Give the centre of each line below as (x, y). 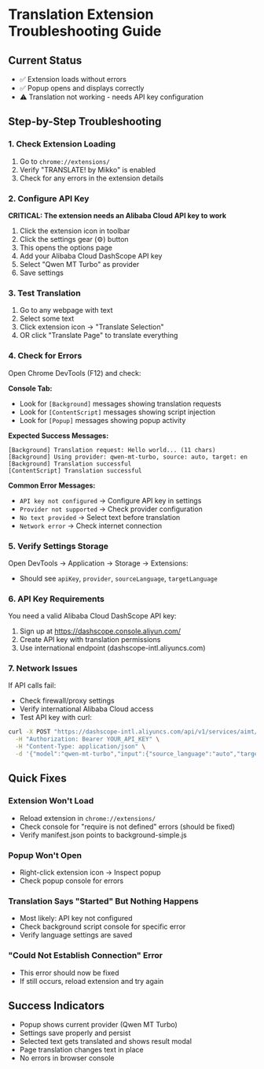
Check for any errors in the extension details (91, 178)
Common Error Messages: (52, 485)
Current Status (45, 60)
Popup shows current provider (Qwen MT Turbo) (99, 1025)
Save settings (42, 273)
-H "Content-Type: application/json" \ (81, 747)
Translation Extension (81, 15)
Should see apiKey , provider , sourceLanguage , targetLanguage (118, 578)
